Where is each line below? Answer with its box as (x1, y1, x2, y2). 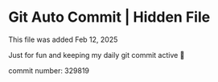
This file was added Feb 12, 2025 (8, 35, 118, 44)
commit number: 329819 (8, 65, 90, 76)
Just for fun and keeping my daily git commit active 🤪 (8, 50, 185, 59)
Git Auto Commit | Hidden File (8, 8, 211, 27)
